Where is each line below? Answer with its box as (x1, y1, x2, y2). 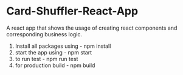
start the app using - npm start (15, 48, 92, 56)
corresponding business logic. (6, 30, 83, 37)
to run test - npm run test (15, 55, 78, 62)
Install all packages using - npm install (15, 42, 111, 50)
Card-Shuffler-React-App (6, 4, 139, 18)
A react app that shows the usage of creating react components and (6, 24, 178, 31)
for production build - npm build (15, 62, 95, 69)
